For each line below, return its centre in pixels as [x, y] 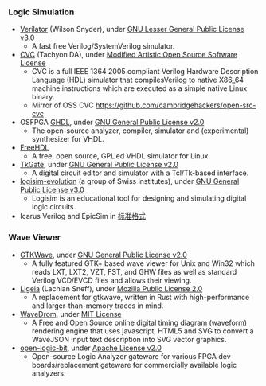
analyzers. [49, 373]
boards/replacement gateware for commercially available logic [134, 365]
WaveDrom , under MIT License [70, 314]
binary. [43, 97]
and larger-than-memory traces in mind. [98, 306]
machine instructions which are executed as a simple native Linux [139, 88]
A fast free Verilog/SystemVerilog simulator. [103, 46]
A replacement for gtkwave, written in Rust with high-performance [141, 297]
